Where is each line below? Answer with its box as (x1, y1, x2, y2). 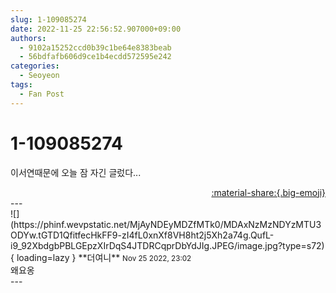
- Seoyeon (19, 71, 60, 81)
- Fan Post (19, 89, 65, 99)
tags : (10, 80, 33, 90)
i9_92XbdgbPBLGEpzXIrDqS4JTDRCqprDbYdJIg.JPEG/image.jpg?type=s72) (10, 239, 325, 251)
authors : (10, 33, 47, 43)
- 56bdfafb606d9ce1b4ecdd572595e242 (19, 52, 172, 62)
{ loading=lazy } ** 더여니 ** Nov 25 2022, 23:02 (10, 251, 192, 263)
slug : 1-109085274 (10, 14, 87, 25)
